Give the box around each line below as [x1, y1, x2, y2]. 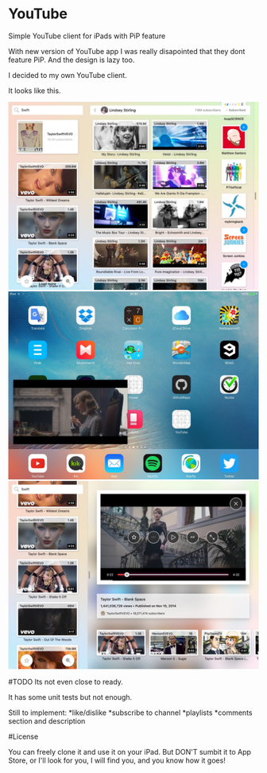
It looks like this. [8, 85, 61, 96]
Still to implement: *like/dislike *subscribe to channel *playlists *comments [8, 708, 253, 717]
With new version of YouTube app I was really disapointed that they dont [8, 46, 246, 56]
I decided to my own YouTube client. [8, 70, 127, 80]
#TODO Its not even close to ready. [8, 677, 123, 686]
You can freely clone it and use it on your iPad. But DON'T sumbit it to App [8, 747, 252, 756]
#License [8, 732, 39, 741]
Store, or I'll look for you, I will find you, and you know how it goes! [8, 755, 226, 765]
